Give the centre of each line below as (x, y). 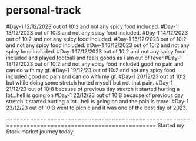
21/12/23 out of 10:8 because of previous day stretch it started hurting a (93, 89)
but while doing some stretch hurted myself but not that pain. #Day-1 (89, 82)
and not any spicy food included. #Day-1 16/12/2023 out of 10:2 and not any (98, 45)
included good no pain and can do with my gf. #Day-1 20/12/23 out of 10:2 (96, 76)
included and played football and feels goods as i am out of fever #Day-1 (94, 58)
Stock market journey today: (40, 131)
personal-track (44, 10)
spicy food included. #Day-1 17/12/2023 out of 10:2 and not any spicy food (96, 51)
